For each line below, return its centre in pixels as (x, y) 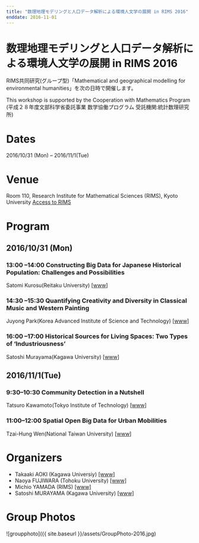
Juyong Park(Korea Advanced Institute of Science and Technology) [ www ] (98, 321)
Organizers (34, 457)
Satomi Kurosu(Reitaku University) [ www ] (57, 285)
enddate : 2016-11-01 (32, 17)
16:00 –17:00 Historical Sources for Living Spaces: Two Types (97, 336)
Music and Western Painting (48, 308)
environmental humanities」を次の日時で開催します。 (71, 88)
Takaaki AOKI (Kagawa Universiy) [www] (65, 474)
